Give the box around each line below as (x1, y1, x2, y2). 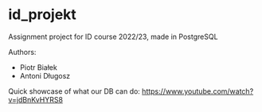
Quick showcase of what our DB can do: (8, 86, 141, 96)
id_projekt (8, 6, 77, 24)
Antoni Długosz (19, 71, 71, 80)
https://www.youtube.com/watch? (142, 86, 254, 96)
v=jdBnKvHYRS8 (8, 95, 64, 104)
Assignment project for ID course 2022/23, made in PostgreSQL (8, 32, 218, 41)
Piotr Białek (19, 62, 57, 72)
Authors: (8, 47, 37, 56)
